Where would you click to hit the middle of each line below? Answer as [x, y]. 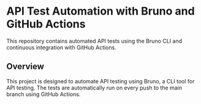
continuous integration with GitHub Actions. [61, 47]
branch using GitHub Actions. [44, 94]
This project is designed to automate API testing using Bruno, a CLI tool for [100, 81]
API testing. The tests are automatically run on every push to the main [94, 88]
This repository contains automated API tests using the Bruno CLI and [94, 41]
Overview [25, 67]
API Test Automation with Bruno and [100, 11]
